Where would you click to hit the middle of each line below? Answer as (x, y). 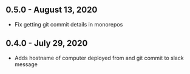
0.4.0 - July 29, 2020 (47, 44)
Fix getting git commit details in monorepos (69, 24)
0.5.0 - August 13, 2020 (52, 10)
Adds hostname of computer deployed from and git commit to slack (99, 58)
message (26, 64)
